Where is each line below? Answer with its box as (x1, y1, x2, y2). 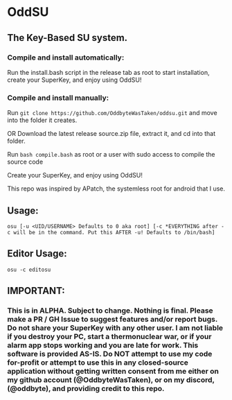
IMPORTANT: (7, 285, 66, 297)
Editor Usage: (7, 247, 67, 260)
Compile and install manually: (7, 93, 109, 103)
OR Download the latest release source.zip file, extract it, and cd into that (7, 130, 216, 138)
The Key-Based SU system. (7, 32, 128, 44)
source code (7, 157, 44, 166)
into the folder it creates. (7, 116, 78, 125)
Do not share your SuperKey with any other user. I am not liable (7, 323, 224, 333)
